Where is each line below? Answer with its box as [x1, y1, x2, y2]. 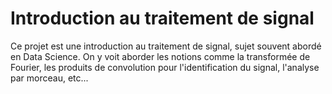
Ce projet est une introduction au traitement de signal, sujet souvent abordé [10, 40, 322, 52]
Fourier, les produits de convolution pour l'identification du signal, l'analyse [10, 61, 320, 73]
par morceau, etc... [10, 72, 89, 84]
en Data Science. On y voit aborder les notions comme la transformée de [10, 50, 311, 62]
